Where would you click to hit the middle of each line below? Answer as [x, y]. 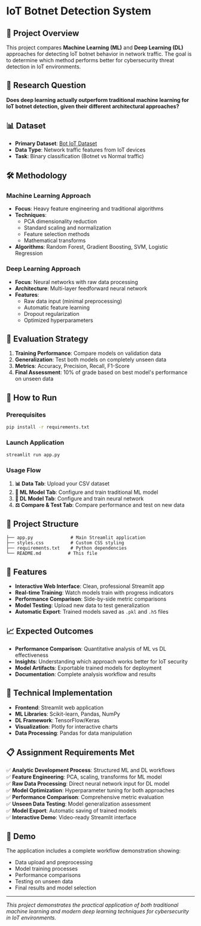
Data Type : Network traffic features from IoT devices [80, 150]
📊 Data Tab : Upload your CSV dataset [62, 484]
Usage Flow [24, 470]
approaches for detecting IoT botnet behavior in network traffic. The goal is [99, 54]
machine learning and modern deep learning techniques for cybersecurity [98, 912]
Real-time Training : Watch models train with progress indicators [94, 593]
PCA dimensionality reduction [60, 221]
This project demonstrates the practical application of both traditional [92, 905]
